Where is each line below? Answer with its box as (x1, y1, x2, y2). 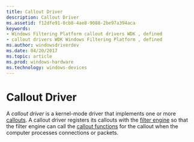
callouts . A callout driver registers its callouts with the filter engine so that (6, 116, 188, 123)
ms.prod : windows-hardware (6, 59, 74, 65)
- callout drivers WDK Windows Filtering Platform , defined (6, 37, 163, 43)
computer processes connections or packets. (6, 129, 119, 137)
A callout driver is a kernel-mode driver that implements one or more (6, 110, 176, 117)
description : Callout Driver (6, 14, 79, 20)
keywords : (6, 25, 31, 32)
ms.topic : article (6, 53, 52, 59)
